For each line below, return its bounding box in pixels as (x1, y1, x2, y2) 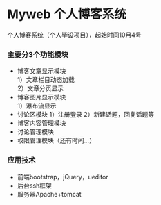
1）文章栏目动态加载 (17, 76, 75, 84)
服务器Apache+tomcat (17, 190, 82, 198)
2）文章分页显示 (17, 84, 64, 92)
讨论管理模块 (17, 128, 54, 136)
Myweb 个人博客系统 (7, 6, 126, 22)
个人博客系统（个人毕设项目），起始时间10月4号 (7, 31, 142, 39)
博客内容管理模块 (17, 119, 66, 127)
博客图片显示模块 (17, 93, 66, 101)
